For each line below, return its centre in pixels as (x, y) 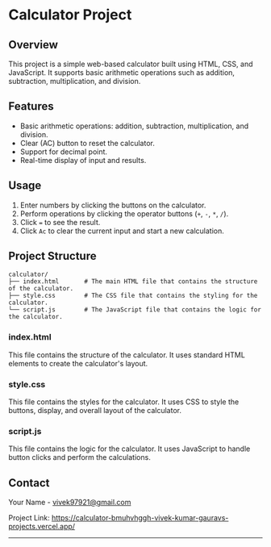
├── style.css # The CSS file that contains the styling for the (133, 296)
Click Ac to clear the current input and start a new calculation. (122, 231)
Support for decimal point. (63, 152)
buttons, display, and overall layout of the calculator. (95, 411)
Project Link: (29, 518)
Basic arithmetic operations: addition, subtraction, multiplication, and (134, 126)
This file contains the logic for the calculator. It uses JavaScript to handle (129, 449)
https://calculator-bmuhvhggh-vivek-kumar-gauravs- (140, 518)
